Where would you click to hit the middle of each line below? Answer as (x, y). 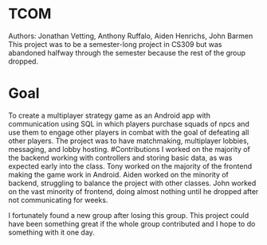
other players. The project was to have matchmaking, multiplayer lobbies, (129, 141)
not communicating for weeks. (58, 200)
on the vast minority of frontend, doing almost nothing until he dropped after (133, 191)
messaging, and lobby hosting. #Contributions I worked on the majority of (130, 149)
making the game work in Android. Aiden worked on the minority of (119, 174)
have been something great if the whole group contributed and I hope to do (132, 224)
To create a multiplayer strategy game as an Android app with (110, 115)
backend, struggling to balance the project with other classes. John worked (132, 183)
